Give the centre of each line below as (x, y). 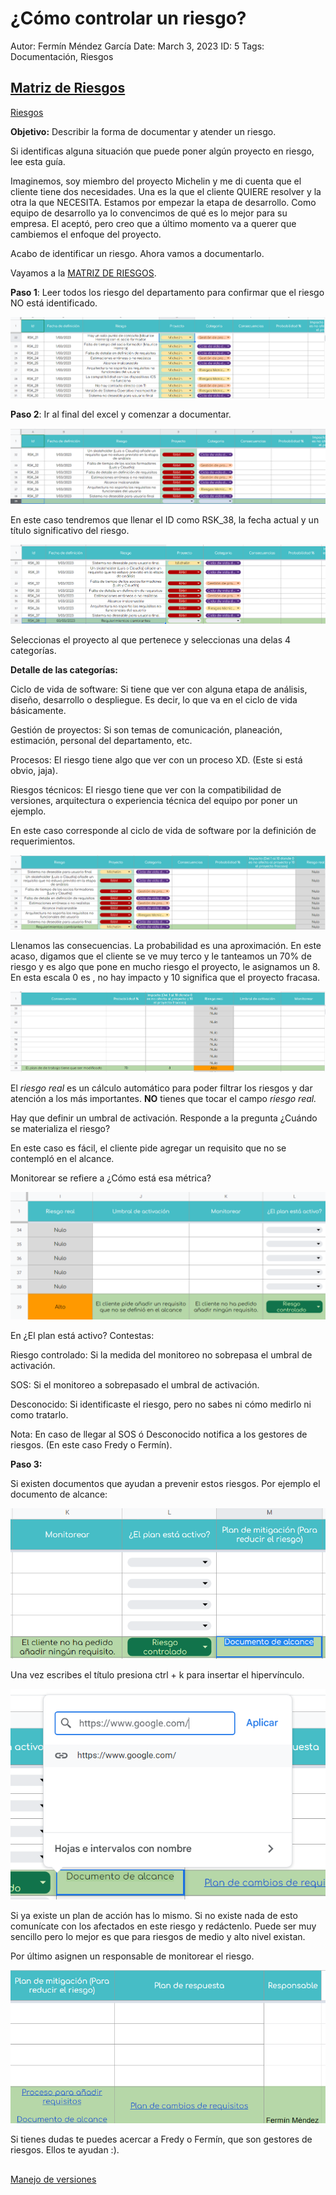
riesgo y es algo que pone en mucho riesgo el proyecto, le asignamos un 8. (165, 966)
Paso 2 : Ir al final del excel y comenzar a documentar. (121, 414)
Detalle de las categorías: (64, 669)
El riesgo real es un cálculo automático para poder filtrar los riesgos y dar (161, 1088)
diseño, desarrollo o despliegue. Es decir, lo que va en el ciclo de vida (154, 699)
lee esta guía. (38, 161)
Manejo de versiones (53, 2179)
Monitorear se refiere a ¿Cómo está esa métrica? (111, 1178)
